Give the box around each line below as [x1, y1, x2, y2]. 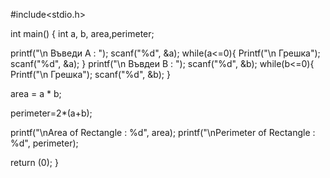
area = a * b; [10, 88, 62, 99]
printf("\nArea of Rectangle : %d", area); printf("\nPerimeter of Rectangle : [10, 127, 316, 138]
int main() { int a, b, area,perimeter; [10, 28, 155, 39]
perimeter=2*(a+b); [10, 107, 93, 119]
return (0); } [10, 157, 59, 168]
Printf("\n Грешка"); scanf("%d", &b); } [10, 69, 171, 80]
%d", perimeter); [10, 137, 79, 149]
